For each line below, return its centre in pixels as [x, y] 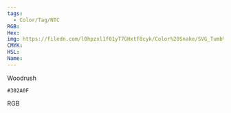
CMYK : [15, 45]
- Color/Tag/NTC [36, 20]
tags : [15, 13]
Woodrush [22, 78]
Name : [15, 59]
